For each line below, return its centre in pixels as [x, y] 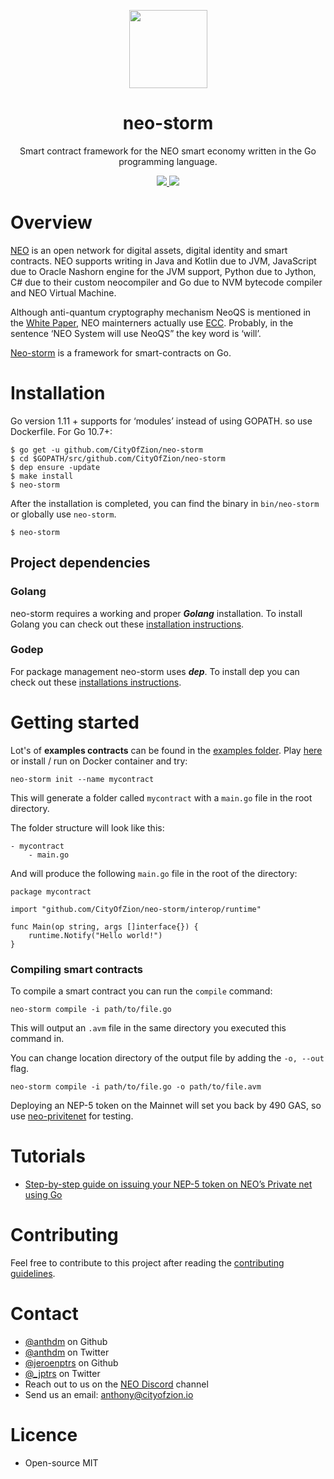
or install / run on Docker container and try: [99, 761]
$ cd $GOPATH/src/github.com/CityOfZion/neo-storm [118, 458]
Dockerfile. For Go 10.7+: [61, 431]
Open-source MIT [61, 1462]
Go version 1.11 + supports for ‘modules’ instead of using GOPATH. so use [161, 421]
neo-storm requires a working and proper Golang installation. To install [156, 613]
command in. [37, 1039]
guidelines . [33, 1273]
